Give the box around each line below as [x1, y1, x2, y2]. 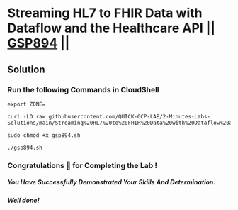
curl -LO [7, 113, 33, 120]
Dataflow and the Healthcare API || [7, 20, 216, 36]
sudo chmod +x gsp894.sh [7, 131, 81, 139]
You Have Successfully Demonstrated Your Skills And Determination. [7, 178, 216, 187]
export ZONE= [7, 101, 46, 108]
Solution [7, 63, 45, 75]
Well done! [7, 196, 40, 204]
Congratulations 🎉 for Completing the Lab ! [7, 160, 158, 170]
